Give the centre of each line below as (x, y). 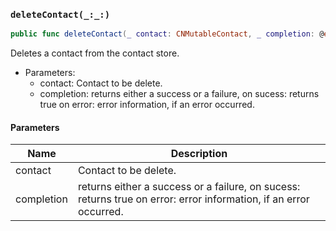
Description (199, 154)
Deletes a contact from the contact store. (95, 53)
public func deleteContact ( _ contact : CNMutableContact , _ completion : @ (167, 34)
